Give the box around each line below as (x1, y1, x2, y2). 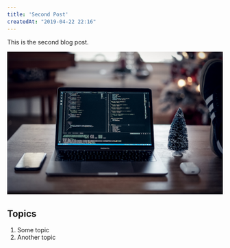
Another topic (16, 233, 56, 241)
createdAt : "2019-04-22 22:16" (7, 18, 97, 25)
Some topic (16, 226, 50, 234)
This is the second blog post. (7, 38, 89, 46)
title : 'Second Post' (7, 11, 69, 18)
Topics (7, 208, 37, 219)
